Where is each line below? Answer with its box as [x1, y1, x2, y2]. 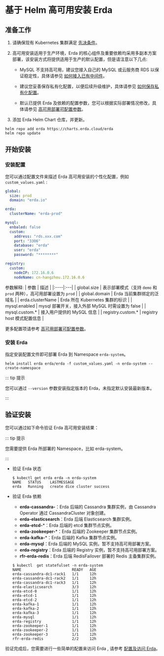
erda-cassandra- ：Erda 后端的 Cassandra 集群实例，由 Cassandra [19, 504, 156, 510]
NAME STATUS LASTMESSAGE [12, 480, 75, 484]
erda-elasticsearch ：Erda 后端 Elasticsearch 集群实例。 [19, 516, 134, 522]
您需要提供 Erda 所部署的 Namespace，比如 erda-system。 [5, 446, 126, 451]
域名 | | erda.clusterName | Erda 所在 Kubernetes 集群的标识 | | [5, 297, 132, 303]
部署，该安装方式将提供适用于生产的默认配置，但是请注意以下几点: [12, 56, 148, 62]
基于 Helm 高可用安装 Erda [5, 4, 113, 16]
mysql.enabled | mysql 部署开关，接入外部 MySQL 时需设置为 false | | [5, 303, 146, 309]
